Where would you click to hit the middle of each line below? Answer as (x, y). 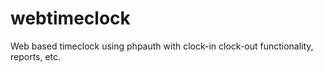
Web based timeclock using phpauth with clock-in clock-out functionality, (162, 46)
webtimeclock (70, 18)
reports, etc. (36, 56)
